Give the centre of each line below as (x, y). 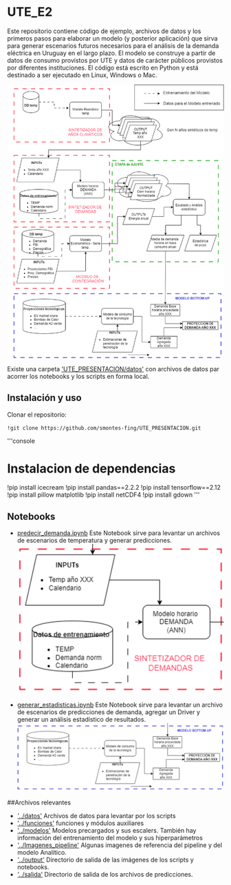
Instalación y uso (44, 398)
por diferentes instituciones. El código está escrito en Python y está (103, 67)
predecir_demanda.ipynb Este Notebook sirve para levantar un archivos (119, 533)
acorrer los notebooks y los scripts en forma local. (78, 376)
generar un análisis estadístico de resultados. (81, 719)
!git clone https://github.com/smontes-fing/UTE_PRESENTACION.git (104, 428)
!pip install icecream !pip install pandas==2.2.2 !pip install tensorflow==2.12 (114, 488)
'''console (21, 441)
